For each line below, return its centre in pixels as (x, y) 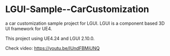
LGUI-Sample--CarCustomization (77, 9)
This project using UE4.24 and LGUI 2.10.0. (50, 38)
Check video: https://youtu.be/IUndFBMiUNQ (53, 48)
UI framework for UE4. (29, 28)
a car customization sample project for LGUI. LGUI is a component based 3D (85, 23)
